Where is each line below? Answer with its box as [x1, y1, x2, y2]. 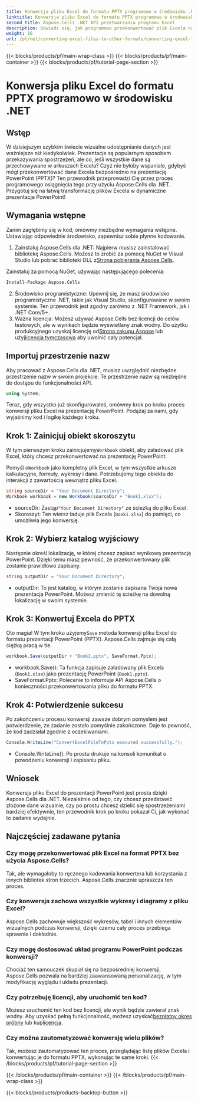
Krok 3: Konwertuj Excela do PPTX [6, 614, 136, 624]
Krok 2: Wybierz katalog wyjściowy [6, 534, 140, 544]
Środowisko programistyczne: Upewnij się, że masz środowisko [14, 290, 170, 297]
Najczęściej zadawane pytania [6, 831, 121, 841]
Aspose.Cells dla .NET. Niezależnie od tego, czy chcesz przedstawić [6, 795, 173, 802]
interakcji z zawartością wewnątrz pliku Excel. [6, 477, 118, 484]
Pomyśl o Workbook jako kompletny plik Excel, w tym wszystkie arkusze [6, 464, 177, 471]
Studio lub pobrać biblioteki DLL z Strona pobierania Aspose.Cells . [14, 256, 174, 263]
